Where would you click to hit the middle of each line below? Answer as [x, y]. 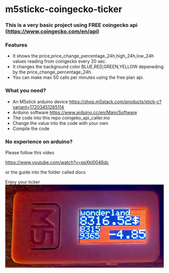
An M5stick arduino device [40, 102]
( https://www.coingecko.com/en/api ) [52, 31]
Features [16, 45]
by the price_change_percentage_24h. [52, 72]
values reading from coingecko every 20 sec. [59, 61]
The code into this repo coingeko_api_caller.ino [61, 118]
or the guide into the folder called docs [46, 172]
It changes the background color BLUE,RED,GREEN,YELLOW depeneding [88, 67]
